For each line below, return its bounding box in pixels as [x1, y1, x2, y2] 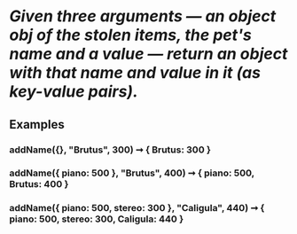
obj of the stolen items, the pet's [9, 25, 253, 45]
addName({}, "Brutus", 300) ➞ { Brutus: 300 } [9, 144, 211, 156]
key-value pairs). [9, 82, 139, 102]
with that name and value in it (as [9, 63, 262, 83]
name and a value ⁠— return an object [9, 44, 288, 64]
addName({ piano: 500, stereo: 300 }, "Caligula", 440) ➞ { [9, 202, 265, 214]
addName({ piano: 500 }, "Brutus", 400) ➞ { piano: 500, [9, 167, 254, 179]
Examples [9, 117, 65, 132]
